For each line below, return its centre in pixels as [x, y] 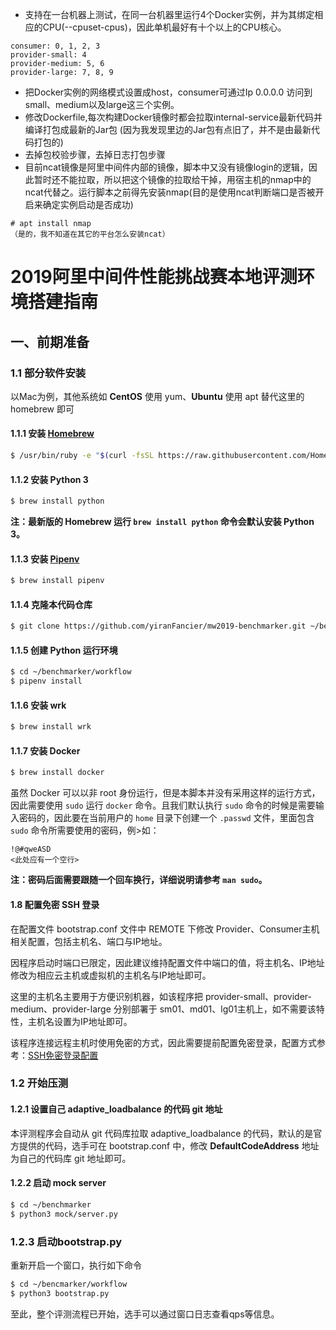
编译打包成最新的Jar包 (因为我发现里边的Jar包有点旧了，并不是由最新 [168, 129]
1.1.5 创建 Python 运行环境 [64, 650]
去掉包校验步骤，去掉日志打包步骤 [95, 154]
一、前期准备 [50, 341]
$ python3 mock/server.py [64, 1214]
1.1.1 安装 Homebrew [52, 434]
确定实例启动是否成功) [88, 204]
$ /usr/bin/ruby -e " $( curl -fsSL [82, 456]
